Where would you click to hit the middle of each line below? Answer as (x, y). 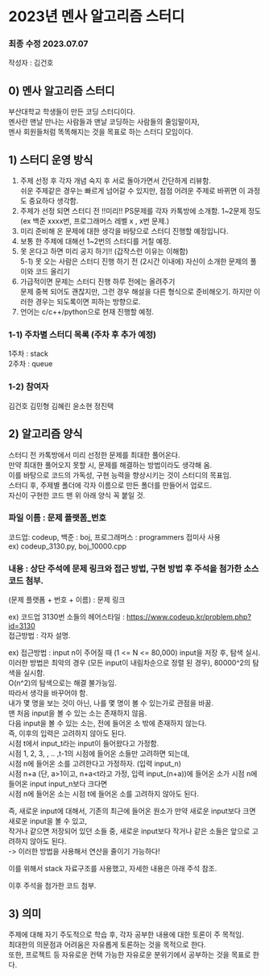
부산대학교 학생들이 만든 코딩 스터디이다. (72, 112)
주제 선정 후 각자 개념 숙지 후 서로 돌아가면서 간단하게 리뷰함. (116, 181)
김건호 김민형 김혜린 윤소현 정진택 (61, 406)
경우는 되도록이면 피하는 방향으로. (88, 302)
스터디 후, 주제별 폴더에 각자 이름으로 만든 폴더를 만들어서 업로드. (110, 485)
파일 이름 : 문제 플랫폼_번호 (58, 518)
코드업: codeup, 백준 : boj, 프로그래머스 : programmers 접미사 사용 (115, 537)
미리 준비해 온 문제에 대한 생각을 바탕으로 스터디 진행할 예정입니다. (124, 232)
